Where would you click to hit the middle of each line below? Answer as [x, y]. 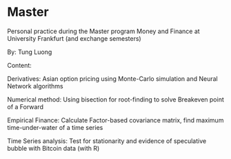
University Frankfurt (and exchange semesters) [74, 38]
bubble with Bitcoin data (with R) [53, 148]
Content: [20, 65]
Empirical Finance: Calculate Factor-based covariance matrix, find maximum [115, 120]
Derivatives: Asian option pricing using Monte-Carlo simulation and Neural [113, 78]
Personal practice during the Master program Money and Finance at [103, 31]
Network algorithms [35, 86]
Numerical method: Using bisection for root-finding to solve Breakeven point [115, 99]
